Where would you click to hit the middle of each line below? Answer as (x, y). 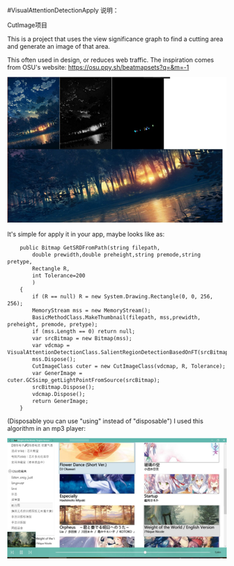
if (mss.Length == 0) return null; (84, 332)
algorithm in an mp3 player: (46, 429)
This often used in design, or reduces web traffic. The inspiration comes (111, 60)
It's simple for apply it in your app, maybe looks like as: (86, 234)
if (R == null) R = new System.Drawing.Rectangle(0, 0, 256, (123, 297)
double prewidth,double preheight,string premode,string (116, 255)
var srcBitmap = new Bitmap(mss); (82, 339)
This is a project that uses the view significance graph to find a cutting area (115, 39)
